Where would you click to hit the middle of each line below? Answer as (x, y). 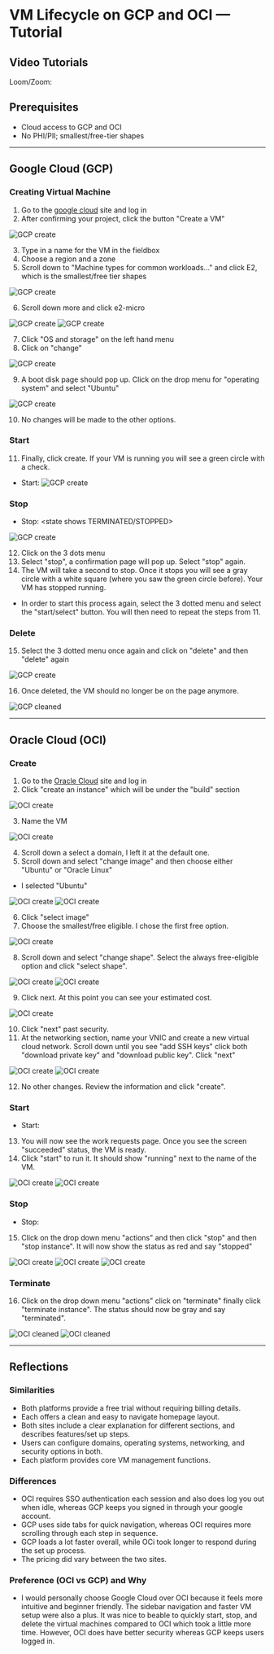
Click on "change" (51, 348)
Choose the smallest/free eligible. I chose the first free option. (125, 926)
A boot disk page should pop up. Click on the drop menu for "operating (140, 379)
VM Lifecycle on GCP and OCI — (120, 15)
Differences (33, 1481)
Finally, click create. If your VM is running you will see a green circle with (143, 458)
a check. (35, 466)
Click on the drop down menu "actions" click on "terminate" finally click (141, 1301)
